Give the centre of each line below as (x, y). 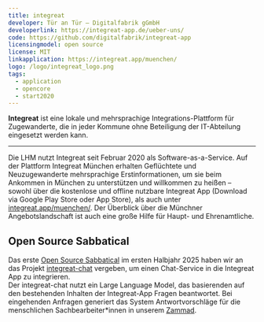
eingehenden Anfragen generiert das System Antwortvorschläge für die (125, 302)
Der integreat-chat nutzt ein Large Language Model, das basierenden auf (126, 285)
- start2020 (35, 96)
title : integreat (37, 15)
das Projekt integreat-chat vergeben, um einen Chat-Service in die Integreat (131, 268)
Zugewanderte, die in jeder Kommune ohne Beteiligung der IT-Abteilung (125, 127)
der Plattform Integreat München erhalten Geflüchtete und (102, 166)
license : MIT (29, 52)
